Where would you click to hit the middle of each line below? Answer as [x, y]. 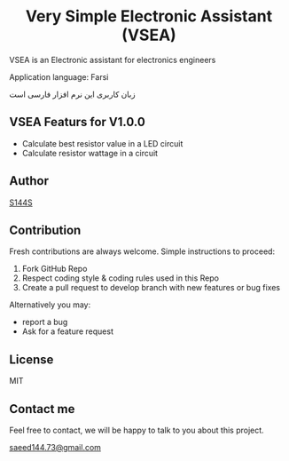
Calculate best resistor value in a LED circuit [102, 143]
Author [29, 181]
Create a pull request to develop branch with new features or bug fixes [151, 288]
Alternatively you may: [50, 305]
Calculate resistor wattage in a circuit [90, 153]
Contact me [42, 409]
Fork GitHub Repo [55, 269]
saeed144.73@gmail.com [55, 447]
